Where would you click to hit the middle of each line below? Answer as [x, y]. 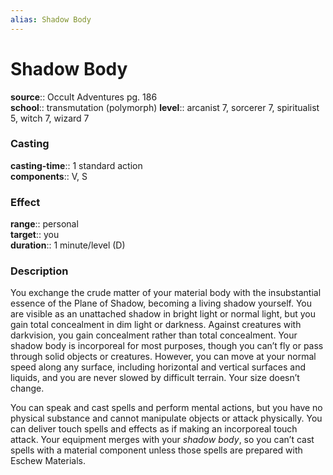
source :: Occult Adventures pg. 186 [84, 97]
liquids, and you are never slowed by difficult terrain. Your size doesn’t [155, 378]
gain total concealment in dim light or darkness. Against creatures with [156, 325]
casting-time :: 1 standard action [76, 165]
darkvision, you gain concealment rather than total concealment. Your [154, 335]
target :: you [35, 235]
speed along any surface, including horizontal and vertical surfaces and [158, 367]
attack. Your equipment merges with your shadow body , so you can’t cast [162, 440]
